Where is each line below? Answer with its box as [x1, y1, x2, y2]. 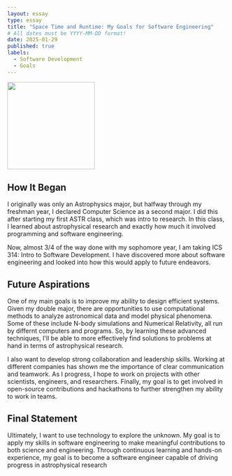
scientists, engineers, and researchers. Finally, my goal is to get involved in [7, 377, 224, 386]
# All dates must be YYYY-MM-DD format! [7, 29, 127, 37]
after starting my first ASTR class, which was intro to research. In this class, [7, 215, 225, 224]
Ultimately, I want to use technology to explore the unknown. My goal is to [7, 431, 220, 440]
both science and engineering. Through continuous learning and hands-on [7, 446, 222, 454]
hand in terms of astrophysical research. [7, 342, 124, 350]
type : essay [7, 17, 42, 24]
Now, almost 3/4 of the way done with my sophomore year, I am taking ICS [7, 243, 222, 252]
